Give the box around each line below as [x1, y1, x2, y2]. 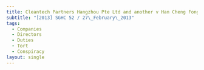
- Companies [12, 26, 42, 32]
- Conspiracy [12, 49, 45, 55]
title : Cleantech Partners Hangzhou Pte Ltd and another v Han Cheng [6, 9, 186, 15]
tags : [6, 20, 20, 26]
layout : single [6, 54, 45, 60]
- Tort [12, 43, 29, 49]
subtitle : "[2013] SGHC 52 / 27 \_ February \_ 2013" [6, 15, 135, 21]
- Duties [12, 37, 34, 43]
